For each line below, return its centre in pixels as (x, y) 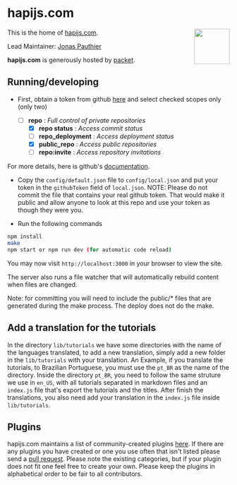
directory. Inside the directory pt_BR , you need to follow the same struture (114, 375)
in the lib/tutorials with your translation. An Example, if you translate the (115, 360)
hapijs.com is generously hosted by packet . (71, 60)
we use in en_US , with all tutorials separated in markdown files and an (108, 382)
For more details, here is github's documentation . (79, 167)
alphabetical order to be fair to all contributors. (75, 474)
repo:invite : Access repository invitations (100, 152)
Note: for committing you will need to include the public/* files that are (109, 298)
